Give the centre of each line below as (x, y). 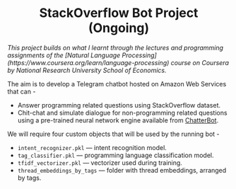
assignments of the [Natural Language (64, 55)
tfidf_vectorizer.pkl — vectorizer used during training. (100, 162)
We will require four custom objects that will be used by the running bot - (114, 134)
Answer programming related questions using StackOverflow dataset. (119, 105)
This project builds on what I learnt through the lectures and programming (116, 47)
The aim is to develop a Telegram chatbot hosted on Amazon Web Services (117, 84)
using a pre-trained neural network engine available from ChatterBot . (118, 120)
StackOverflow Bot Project (119, 13)
